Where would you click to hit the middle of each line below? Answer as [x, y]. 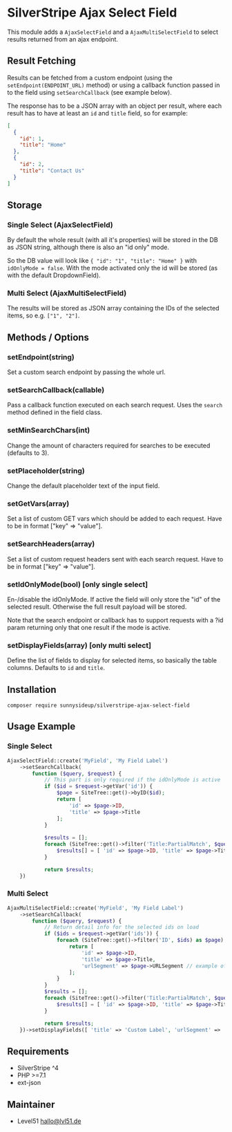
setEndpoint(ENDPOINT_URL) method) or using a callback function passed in [114, 85]
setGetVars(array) [38, 503]
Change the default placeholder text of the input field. [84, 486]
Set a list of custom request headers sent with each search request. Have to [115, 559]
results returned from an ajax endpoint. [63, 39]
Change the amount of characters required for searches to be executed [109, 445]
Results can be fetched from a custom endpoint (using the [90, 77]
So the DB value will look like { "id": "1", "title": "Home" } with [102, 261]
